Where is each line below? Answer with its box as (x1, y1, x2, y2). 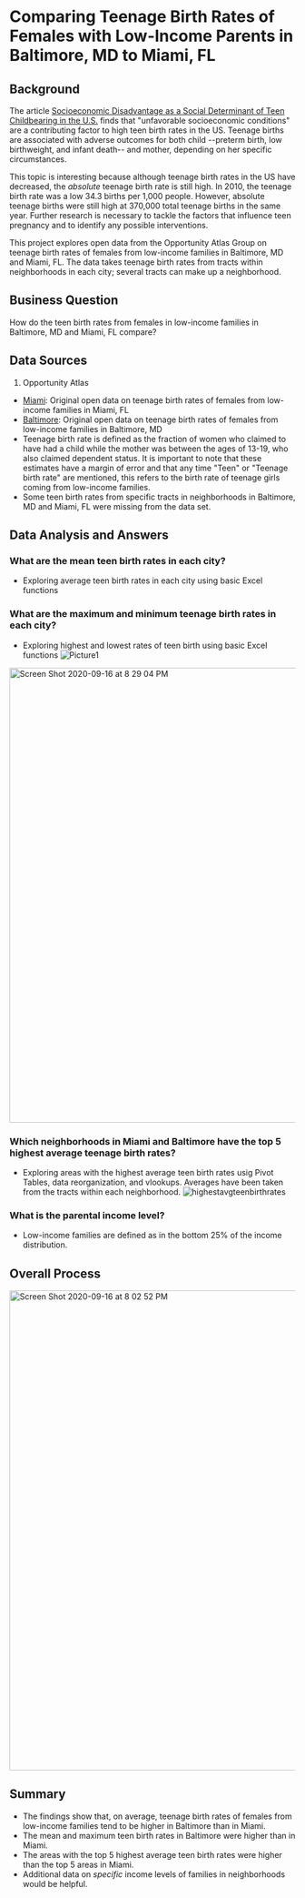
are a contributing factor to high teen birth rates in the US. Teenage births (9, 125, 284, 136)
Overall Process (9, 1266, 102, 1281)
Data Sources (9, 353, 88, 368)
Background (9, 81, 80, 96)
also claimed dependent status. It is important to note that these (22, 452, 262, 463)
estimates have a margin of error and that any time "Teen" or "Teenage (22, 462, 289, 473)
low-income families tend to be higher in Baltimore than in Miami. (22, 1820, 266, 1831)
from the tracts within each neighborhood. (22, 1186, 182, 1197)
